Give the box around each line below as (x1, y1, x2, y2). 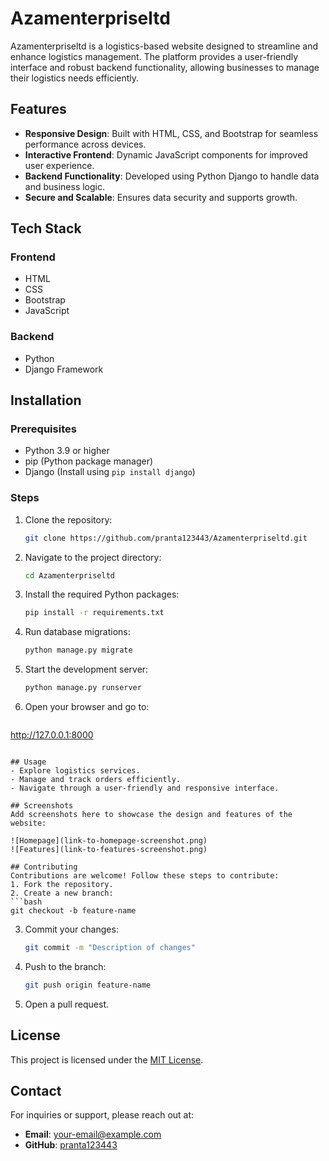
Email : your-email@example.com (24, 1128, 162, 1141)
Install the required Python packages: (24, 588, 180, 601)
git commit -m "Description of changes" (24, 943, 196, 953)
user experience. (24, 159, 95, 171)
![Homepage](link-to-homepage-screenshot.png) (10, 836, 208, 846)
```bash (10, 897, 43, 907)
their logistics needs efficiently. (10, 72, 140, 84)
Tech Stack (10, 220, 82, 237)
